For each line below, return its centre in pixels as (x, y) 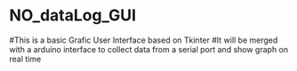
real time (25, 59)
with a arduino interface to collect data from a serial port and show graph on (149, 49)
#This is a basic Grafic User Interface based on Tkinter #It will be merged (144, 40)
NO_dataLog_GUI (72, 16)
